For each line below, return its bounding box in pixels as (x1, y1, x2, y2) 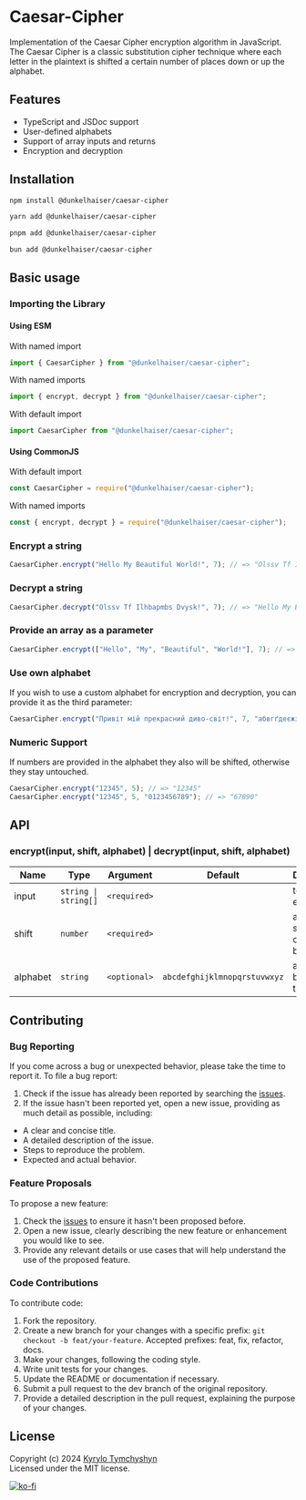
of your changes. (22, 1402, 87, 1413)
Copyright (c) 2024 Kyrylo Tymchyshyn (9, 1453, 158, 1464)
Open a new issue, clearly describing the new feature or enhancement (22, 1225, 287, 1236)
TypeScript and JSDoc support (22, 116, 139, 127)
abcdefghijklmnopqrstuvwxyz (162, 971, 284, 981)
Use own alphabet (9, 666, 91, 679)
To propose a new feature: (9, 1197, 109, 1208)
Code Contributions (9, 1277, 98, 1289)
